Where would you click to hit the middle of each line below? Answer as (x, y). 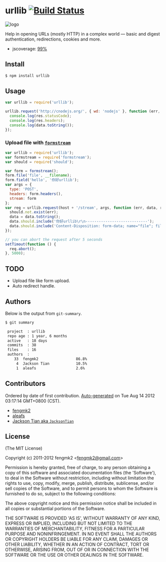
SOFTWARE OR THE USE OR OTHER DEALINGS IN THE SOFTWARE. (74, 555)
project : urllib (26, 331)
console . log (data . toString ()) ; (42, 125)
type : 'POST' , (24, 189)
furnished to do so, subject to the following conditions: (61, 494)
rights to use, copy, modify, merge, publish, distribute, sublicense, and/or (80, 483)
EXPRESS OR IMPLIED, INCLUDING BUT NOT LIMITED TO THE (69, 523)
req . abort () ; (23, 249)
